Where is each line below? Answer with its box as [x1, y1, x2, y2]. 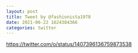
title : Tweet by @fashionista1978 [6, 14, 91, 20]
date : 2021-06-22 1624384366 [6, 19, 78, 25]
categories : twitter [6, 24, 57, 31]
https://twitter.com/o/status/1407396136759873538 [6, 41, 132, 48]
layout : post [6, 8, 38, 15]
